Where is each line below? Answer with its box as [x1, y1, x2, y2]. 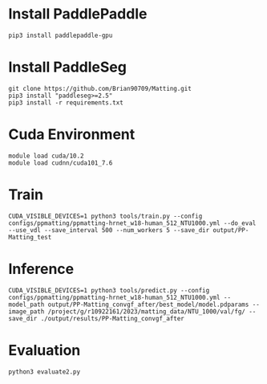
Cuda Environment [8, 125, 136, 144]
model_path [8, 300, 45, 308]
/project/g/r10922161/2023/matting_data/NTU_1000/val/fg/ [47, 307, 246, 316]
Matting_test [8, 233, 52, 241]
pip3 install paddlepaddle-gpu [8, 31, 113, 39]
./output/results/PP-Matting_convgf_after [40, 314, 184, 322]
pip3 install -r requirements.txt [8, 98, 124, 107]
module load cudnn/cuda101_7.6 [8, 158, 113, 167]
